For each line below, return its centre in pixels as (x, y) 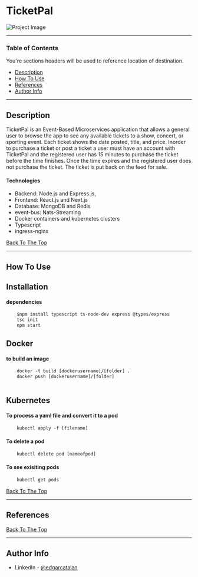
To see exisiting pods (33, 467)
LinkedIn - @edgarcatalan (46, 568)
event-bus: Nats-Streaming (48, 212)
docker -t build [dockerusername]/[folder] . (74, 371)
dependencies (24, 301)
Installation (27, 287)
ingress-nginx (32, 231)
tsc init (27, 320)
